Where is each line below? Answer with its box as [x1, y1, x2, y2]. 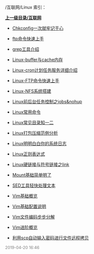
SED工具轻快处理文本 [12, 182, 56, 188]
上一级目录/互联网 [5, 15, 42, 21]
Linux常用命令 [12, 109, 41, 115]
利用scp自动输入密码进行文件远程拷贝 [12, 235, 89, 241]
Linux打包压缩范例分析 [12, 130, 58, 136]
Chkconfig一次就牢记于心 [12, 25, 64, 31]
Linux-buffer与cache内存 [12, 57, 63, 63]
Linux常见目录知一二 [12, 120, 54, 125]
